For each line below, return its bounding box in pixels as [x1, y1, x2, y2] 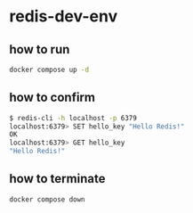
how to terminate [9, 171, 106, 186]
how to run [9, 42, 70, 57]
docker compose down [9, 194, 86, 204]
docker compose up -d [9, 65, 90, 74]
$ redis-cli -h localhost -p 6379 [9, 113, 138, 122]
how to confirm [9, 90, 96, 105]
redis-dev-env [9, 6, 118, 27]
